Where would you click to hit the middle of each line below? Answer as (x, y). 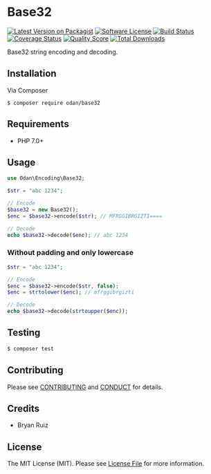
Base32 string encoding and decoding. (63, 52)
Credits (24, 408)
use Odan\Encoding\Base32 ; (46, 178)
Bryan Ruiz (33, 425)
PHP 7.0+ (30, 141)
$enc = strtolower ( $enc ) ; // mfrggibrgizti (71, 292)
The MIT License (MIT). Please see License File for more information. (105, 464)
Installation (32, 74)
